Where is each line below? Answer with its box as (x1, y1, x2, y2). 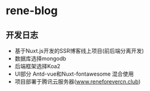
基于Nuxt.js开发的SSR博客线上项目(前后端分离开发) (14, 47, 144, 54)
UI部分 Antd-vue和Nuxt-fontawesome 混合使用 (14, 70, 134, 77)
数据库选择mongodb (14, 55, 66, 62)
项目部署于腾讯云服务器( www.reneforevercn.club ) (14, 78, 141, 85)
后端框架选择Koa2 (14, 63, 61, 69)
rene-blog (6, 4, 58, 18)
